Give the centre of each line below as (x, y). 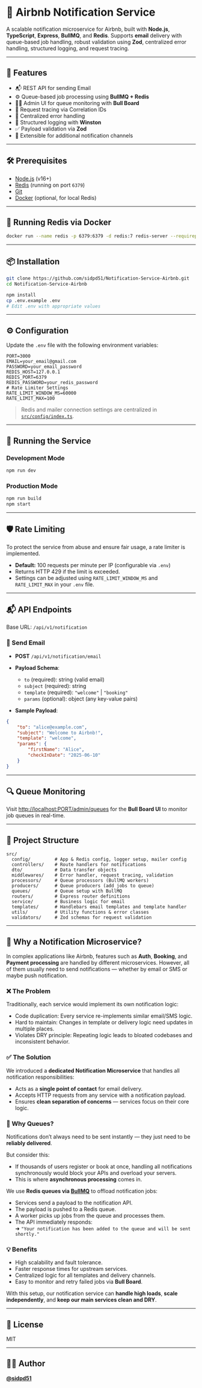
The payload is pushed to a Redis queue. (66, 1209)
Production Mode (32, 486)
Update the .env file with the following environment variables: (82, 345)
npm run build (24, 499)
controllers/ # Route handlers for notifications (79, 865)
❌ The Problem (29, 991)
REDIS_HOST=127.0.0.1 (33, 372)
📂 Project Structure (43, 840)
